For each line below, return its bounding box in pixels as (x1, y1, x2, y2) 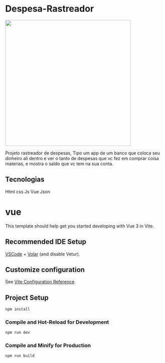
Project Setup (5, 293, 49, 302)
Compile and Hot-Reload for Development (5, 318, 109, 325)
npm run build (5, 353, 35, 358)
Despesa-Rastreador (5, 3, 94, 15)
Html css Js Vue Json (5, 188, 50, 194)
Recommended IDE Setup (5, 238, 87, 246)
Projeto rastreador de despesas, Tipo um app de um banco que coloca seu (5, 150, 160, 156)
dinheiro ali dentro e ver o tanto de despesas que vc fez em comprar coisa (5, 155, 159, 161)
